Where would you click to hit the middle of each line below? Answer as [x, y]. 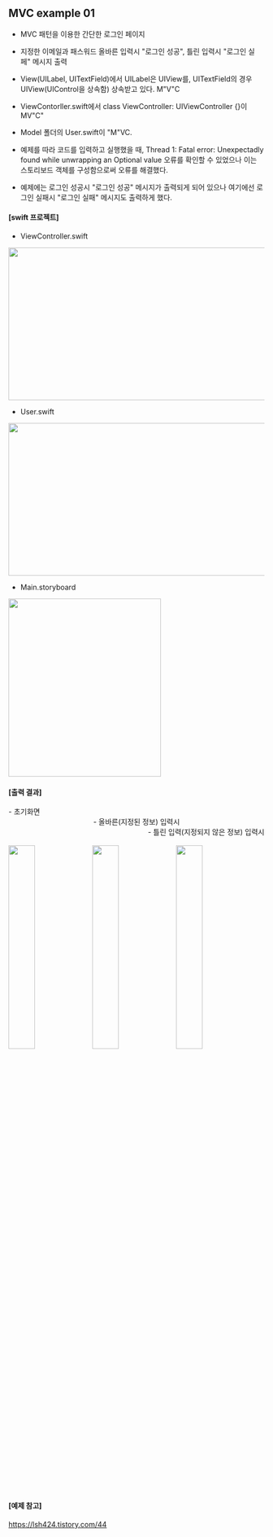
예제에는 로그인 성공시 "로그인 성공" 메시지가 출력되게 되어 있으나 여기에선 [137, 187]
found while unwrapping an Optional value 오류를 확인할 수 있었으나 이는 [139, 160]
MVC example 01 [52, 13]
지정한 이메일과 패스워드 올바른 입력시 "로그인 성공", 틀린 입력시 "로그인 [133, 51]
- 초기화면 [24, 812]
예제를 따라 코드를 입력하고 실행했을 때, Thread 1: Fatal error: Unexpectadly [142, 149]
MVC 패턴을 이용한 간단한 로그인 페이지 [82, 34]
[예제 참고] [25, 1506]
